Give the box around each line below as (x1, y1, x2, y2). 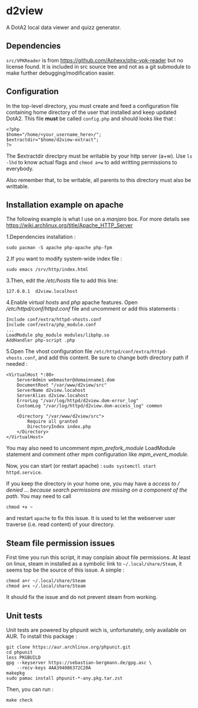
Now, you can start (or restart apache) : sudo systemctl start (6, 463, 157, 470)
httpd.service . (6, 468, 43, 476)
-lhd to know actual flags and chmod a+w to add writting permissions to (6, 158, 177, 165)
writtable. (6, 183, 30, 190)
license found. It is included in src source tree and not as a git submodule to (6, 63, 191, 70)
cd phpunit (6, 649, 33, 655)
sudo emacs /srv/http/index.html (6, 267, 89, 273)
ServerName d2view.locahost (17, 387, 86, 394)
